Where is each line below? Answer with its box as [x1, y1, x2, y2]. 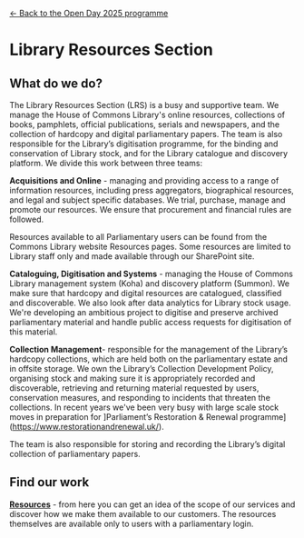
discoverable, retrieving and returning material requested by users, [9, 383, 260, 394]
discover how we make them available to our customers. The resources [9, 508, 277, 519]
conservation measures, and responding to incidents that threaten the [9, 393, 270, 403]
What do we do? [9, 75, 103, 91]
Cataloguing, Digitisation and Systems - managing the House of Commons [9, 268, 293, 279]
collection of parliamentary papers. [9, 449, 141, 459]
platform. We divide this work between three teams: [9, 158, 203, 168]
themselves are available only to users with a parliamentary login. [9, 518, 254, 529]
